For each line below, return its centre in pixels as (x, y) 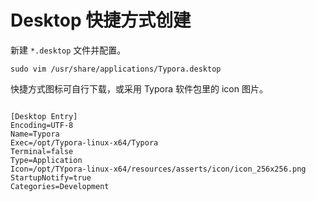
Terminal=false (42, 151)
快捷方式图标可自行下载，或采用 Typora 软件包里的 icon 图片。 (139, 88)
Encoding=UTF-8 (42, 125)
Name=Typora (35, 134)
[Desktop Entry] (44, 116)
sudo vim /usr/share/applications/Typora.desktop (116, 69)
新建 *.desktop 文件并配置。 (68, 50)
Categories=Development (60, 186)
